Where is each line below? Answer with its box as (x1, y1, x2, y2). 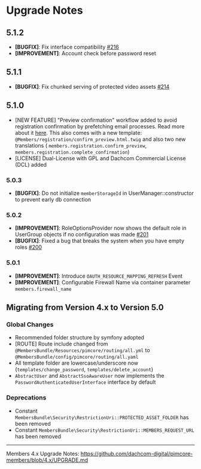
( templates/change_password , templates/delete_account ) (14, 366, 154, 373)
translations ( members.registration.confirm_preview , (14, 142, 147, 149)
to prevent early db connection (14, 196, 92, 203)
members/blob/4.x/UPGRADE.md (6, 456, 89, 464)
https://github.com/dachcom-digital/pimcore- (80, 450, 193, 457)
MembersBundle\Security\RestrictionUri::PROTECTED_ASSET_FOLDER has (14, 413, 189, 420)
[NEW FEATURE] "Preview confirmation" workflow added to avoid (14, 116, 178, 124)
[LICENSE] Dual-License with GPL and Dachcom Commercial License (14, 154, 187, 162)
